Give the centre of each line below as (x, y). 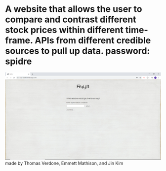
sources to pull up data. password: (78, 51)
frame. (19, 41)
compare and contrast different (71, 19)
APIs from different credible (93, 41)
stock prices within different (64, 30)
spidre (19, 61)
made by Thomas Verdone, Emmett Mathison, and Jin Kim (64, 163)
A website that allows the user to (74, 9)
